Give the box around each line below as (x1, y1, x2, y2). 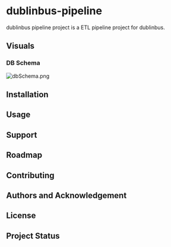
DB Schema (6, 59, 40, 67)
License (6, 211, 36, 221)
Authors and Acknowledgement (6, 190, 127, 200)
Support (6, 129, 37, 140)
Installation (6, 90, 49, 100)
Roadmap (6, 150, 43, 160)
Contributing (6, 170, 55, 180)
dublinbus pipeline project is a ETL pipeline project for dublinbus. (6, 24, 165, 31)
